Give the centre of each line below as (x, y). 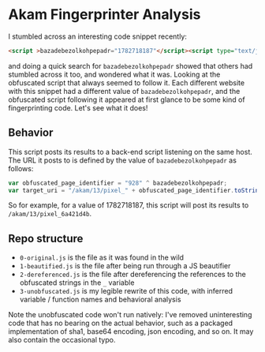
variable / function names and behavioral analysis (100, 300)
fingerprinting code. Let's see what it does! (78, 107)
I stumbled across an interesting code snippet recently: (98, 36)
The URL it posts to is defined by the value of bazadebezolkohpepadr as (122, 160)
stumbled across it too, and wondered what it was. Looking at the (114, 74)
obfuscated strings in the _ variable (77, 283)
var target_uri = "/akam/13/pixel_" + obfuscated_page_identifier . (121, 190)
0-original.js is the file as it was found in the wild (101, 257)
